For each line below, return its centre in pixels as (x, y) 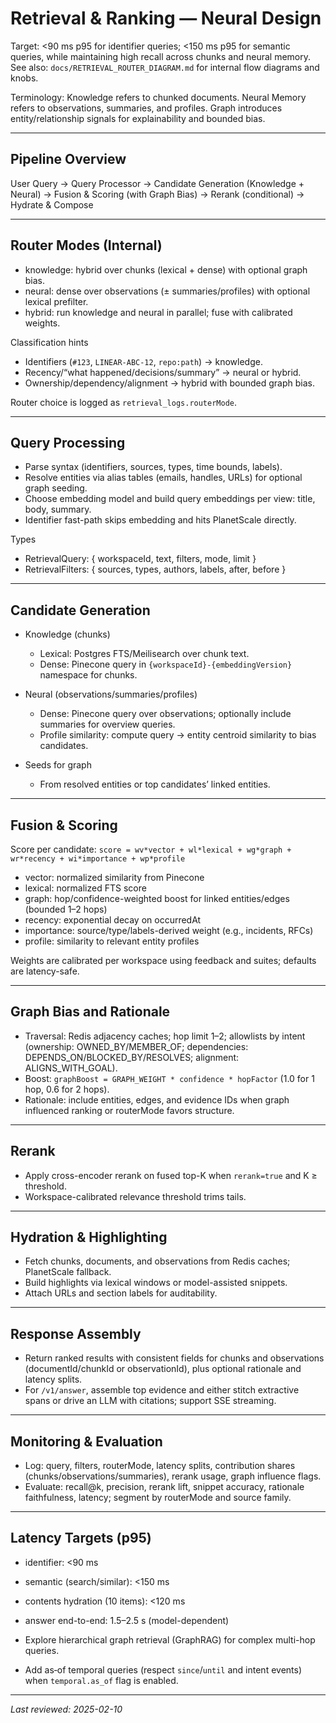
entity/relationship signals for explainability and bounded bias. (138, 118)
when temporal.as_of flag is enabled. (101, 1680)
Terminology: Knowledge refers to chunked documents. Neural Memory (158, 97)
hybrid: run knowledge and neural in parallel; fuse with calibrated (158, 312)
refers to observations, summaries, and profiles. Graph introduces (146, 108)
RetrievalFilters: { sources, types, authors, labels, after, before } (155, 569)
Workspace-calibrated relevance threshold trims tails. (135, 1196)
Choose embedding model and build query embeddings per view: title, (170, 499)
